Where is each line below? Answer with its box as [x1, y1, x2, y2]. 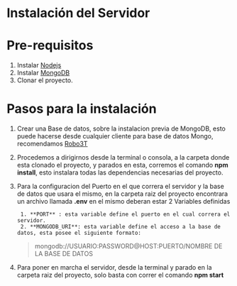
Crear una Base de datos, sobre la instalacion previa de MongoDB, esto [16, 124, 226, 133]
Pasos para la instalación [6, 101, 157, 117]
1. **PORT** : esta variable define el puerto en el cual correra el [20, 211, 231, 218]
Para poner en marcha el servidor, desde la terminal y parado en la [16, 263, 212, 272]
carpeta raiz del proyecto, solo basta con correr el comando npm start [16, 271, 224, 280]
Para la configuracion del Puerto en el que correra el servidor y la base [16, 182, 224, 191]
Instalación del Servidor [6, 5, 150, 21]
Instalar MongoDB [16, 69, 70, 77]
